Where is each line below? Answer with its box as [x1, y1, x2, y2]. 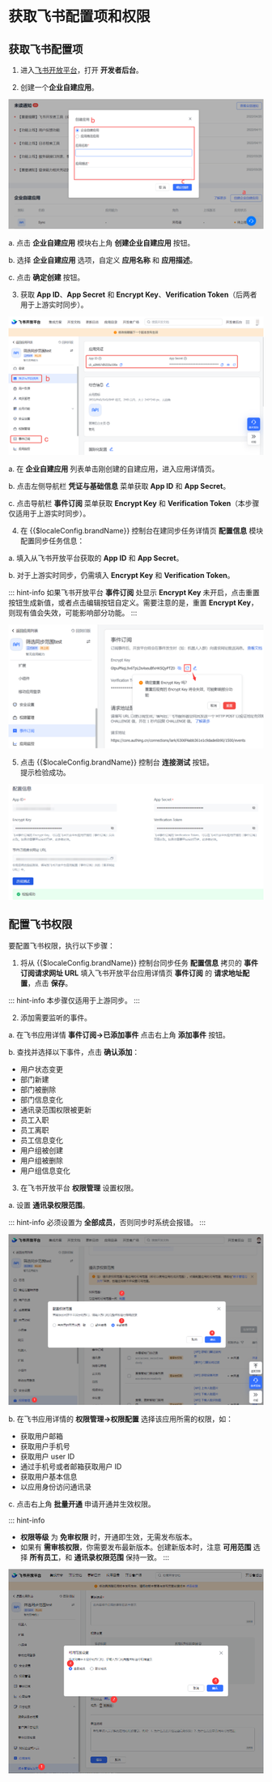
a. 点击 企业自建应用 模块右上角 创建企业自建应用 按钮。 [8, 238, 195, 247]
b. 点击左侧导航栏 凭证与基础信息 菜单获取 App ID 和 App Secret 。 [8, 482, 231, 491]
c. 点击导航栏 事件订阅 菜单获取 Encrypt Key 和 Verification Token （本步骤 [8, 499, 260, 508]
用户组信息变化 [19, 1165, 70, 1176]
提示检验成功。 [19, 768, 70, 777]
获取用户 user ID [19, 1452, 75, 1462]
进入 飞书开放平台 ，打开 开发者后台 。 [19, 66, 143, 75]
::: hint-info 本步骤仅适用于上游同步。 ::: [8, 995, 140, 1005]
